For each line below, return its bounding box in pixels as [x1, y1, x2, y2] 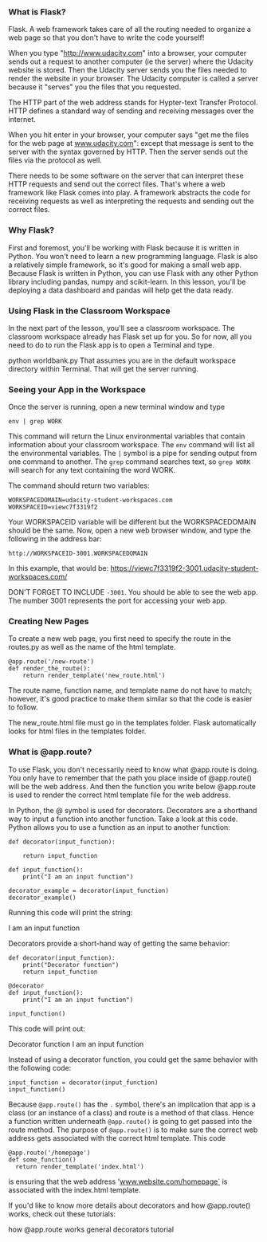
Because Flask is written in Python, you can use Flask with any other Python [8, 268, 259, 277]
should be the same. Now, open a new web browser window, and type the [8, 525, 251, 536]
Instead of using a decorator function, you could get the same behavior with [8, 1055, 258, 1064]
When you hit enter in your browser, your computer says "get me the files [8, 130, 249, 140]
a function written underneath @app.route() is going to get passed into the [8, 1116, 253, 1126]
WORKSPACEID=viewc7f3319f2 [8, 503, 98, 512]
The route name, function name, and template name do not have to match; [8, 686, 253, 695]
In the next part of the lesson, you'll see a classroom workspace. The [8, 323, 235, 332]
